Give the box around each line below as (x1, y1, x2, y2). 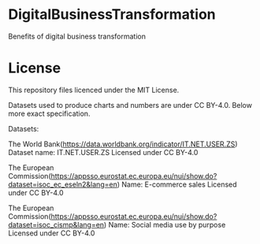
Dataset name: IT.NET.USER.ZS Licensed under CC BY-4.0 (8, 147, 199, 157)
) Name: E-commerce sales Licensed (117, 179, 238, 189)
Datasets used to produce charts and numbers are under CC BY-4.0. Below (8, 100, 252, 109)
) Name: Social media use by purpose (103, 220, 226, 229)
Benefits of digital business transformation (8, 31, 146, 41)
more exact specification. (8, 109, 91, 118)
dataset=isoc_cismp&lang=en (8, 220, 105, 229)
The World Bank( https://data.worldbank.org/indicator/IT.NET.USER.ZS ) (8, 139, 238, 149)
